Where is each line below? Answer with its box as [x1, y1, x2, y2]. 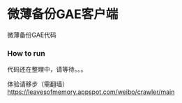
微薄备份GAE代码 [7, 31, 57, 39]
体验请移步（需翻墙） [7, 80, 68, 88]
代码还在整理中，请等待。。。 [7, 65, 87, 74]
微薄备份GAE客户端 [7, 6, 119, 22]
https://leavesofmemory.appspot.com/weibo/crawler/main [7, 88, 175, 96]
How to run [7, 48, 45, 58]
